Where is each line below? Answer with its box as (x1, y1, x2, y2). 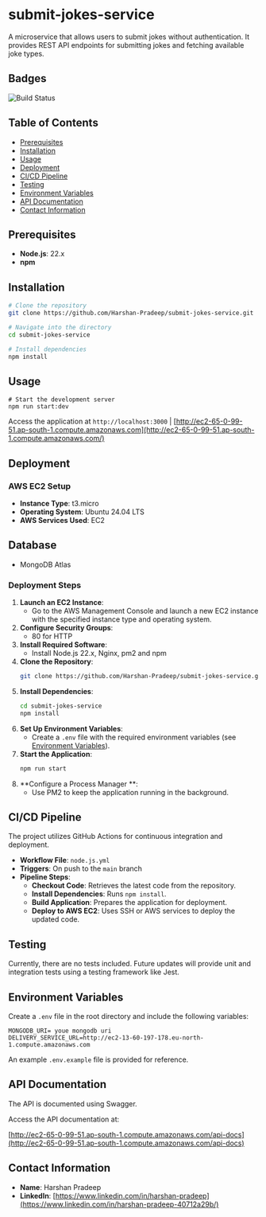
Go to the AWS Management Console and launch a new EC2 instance (31, 607, 259, 616)
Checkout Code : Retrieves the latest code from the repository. (31, 881, 237, 891)
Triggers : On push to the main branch (19, 864, 143, 873)
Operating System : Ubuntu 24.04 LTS (19, 507, 145, 517)
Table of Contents (8, 116, 99, 130)
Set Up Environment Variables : (19, 724, 123, 733)
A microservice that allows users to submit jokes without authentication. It (8, 32, 250, 41)
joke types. (8, 49, 45, 58)
